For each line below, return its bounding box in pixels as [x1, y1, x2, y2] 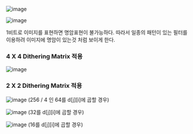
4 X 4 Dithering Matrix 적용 [6, 52, 83, 60]
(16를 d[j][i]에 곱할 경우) [28, 121, 84, 128]
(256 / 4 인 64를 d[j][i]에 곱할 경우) [28, 96, 109, 103]
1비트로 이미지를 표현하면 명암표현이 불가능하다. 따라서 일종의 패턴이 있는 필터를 [6, 29, 188, 36]
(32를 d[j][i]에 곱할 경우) [28, 108, 84, 115]
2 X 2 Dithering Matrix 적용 [6, 82, 82, 90]
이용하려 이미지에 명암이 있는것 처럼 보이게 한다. [6, 36, 116, 43]
